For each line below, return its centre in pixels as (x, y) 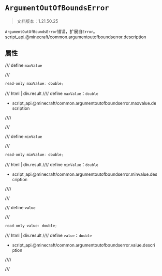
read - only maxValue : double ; (34, 83)
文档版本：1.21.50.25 (37, 21)
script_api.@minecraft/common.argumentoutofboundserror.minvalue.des (85, 174)
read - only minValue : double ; (34, 154)
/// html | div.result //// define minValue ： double (52, 164)
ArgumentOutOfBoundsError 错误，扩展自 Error (49, 31)
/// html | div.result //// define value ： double (48, 235)
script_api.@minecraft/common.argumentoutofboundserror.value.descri (84, 245)
